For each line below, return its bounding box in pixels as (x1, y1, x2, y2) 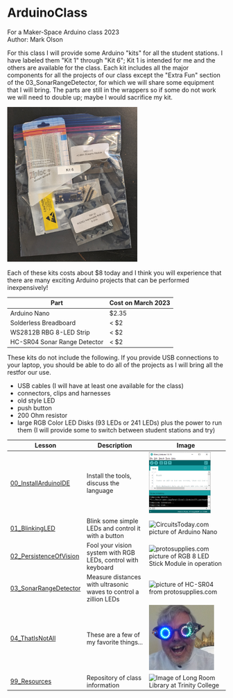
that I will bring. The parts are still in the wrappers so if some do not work (7, 86, 216, 94)
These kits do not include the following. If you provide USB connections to (7, 353, 219, 362)
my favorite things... (86, 638, 144, 646)
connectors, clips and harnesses (17, 389, 111, 397)
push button (17, 403, 52, 412)
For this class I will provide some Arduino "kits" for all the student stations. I (7, 49, 223, 57)
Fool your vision (86, 541, 132, 549)
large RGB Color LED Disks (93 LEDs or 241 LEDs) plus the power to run (17, 419, 222, 427)
